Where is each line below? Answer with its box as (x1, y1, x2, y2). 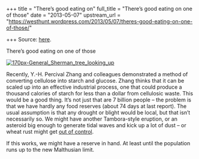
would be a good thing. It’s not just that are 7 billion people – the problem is (6, 96, 192, 103)
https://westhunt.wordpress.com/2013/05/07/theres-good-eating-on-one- (8, 18, 193, 25)
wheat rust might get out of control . (6, 128, 94, 135)
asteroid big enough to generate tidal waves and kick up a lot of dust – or (6, 122, 187, 128)
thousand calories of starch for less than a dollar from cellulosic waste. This (6, 90, 194, 97)
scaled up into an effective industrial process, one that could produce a (6, 83, 182, 91)
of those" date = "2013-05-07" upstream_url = (6, 11, 121, 19)
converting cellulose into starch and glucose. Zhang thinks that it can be (6, 77, 185, 84)
